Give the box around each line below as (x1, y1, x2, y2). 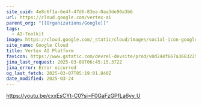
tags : (6, 25, 20, 32)
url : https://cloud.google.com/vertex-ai (6, 14, 112, 20)
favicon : (6, 53, 28, 59)
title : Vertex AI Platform (6, 48, 74, 54)
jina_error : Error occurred (6, 64, 77, 71)
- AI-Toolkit (11, 31, 44, 37)
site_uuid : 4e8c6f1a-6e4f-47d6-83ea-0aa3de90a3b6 (6, 8, 133, 15)
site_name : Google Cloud (6, 43, 69, 49)
